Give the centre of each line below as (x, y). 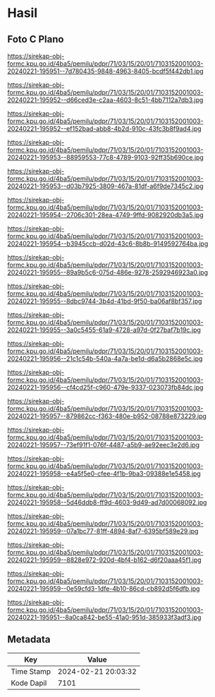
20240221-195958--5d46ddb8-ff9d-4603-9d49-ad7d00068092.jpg (107, 502)
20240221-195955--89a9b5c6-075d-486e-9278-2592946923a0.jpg (107, 272)
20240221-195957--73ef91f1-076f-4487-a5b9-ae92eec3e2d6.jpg (103, 445)
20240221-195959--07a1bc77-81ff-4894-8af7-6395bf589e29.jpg (103, 531)
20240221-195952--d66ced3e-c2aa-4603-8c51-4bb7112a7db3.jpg (105, 100)
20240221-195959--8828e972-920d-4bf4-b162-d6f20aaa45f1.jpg (105, 560)
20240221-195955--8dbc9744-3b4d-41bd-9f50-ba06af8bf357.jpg (105, 301)
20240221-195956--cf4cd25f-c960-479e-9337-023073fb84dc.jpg (105, 387)
